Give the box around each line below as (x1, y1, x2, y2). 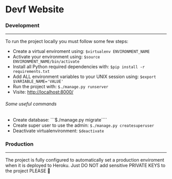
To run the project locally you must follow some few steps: (5, 38, 128, 45)
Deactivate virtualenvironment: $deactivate (12, 127, 104, 134)
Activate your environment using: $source (12, 54, 100, 60)
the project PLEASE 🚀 (5, 168, 51, 174)
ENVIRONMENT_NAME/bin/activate (12, 59, 80, 65)
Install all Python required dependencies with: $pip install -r (12, 64, 145, 70)
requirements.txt (12, 69, 50, 74)
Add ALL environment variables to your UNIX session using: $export (12, 73, 156, 80)
